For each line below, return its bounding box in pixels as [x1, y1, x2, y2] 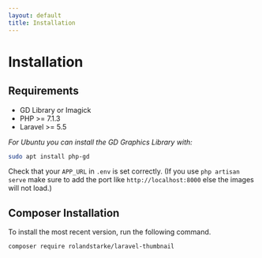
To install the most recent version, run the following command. [8, 227, 211, 237]
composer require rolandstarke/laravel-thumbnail [8, 242, 175, 251]
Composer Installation [8, 206, 120, 219]
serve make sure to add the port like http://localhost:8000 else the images [8, 175, 254, 185]
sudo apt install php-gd [8, 152, 90, 160]
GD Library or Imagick [19, 105, 92, 114]
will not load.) [8, 183, 53, 193]
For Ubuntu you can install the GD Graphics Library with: [8, 137, 193, 147]
